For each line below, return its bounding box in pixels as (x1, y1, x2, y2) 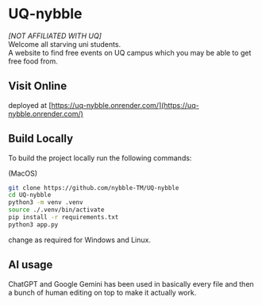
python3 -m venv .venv (8, 199, 83, 207)
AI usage (8, 258, 53, 272)
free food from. (8, 56, 58, 66)
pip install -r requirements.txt (8, 214, 119, 222)
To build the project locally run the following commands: (8, 152, 192, 163)
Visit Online (8, 79, 67, 93)
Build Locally (8, 132, 74, 145)
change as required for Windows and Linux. (8, 235, 151, 245)
